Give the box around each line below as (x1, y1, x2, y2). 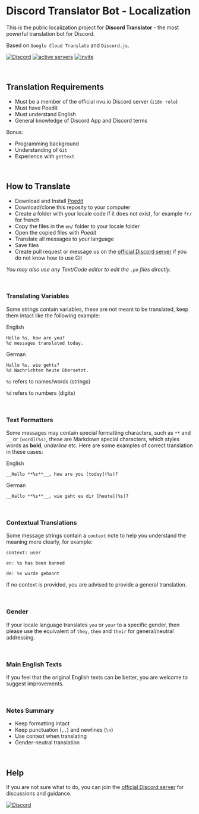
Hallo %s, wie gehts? (6, 362, 60, 368)
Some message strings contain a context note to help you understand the (6, 532, 186, 539)
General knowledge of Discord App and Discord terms (14, 117, 147, 124)
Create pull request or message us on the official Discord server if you (14, 248, 187, 255)
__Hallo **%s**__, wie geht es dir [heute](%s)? (6, 493, 129, 500)
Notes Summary (6, 706, 55, 715)
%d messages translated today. (6, 340, 84, 346)
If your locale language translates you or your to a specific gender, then (6, 621, 180, 628)
